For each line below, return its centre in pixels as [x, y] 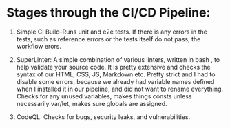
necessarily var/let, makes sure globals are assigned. [92, 103]
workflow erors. [39, 46]
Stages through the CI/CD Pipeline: [108, 13]
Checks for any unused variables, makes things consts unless [104, 96]
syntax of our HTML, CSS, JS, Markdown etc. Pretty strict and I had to [116, 74]
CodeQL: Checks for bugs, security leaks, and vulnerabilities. [103, 117]
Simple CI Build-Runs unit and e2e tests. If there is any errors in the [112, 32]
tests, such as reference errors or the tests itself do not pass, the [108, 39]
